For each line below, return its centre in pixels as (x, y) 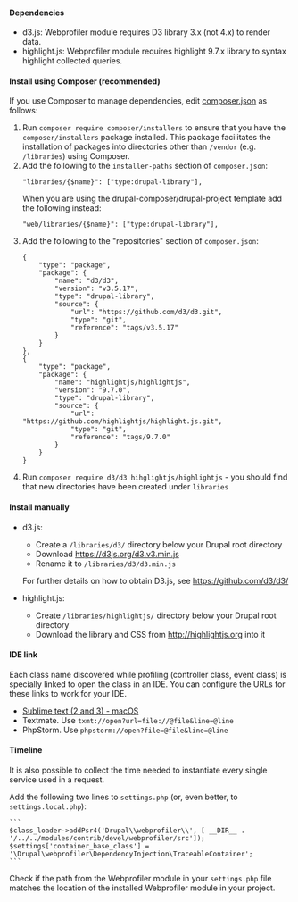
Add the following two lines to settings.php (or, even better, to (124, 797)
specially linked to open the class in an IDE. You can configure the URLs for (147, 684)
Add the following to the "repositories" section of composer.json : (140, 241)
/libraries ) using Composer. (76, 156)
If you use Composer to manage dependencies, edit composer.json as (138, 101)
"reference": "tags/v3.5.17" (124, 328)
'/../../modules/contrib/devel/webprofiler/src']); (107, 839)
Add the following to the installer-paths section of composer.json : (145, 166)
